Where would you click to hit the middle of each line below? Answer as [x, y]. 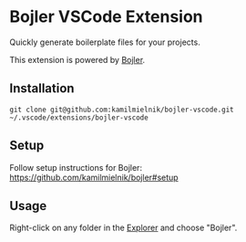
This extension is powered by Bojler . [77, 59]
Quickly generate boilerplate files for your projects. [105, 42]
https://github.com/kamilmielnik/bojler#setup [94, 177]
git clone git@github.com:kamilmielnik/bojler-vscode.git [122, 110]
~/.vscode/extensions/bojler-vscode [79, 117]
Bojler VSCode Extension [106, 17]
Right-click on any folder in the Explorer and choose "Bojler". [123, 228]
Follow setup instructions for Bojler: [76, 167]
